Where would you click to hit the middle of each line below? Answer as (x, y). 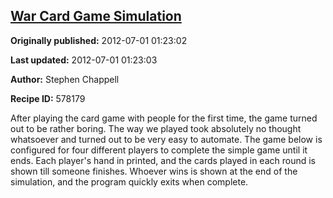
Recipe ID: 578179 (48, 98)
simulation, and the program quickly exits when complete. (129, 181)
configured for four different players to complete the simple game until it (159, 150)
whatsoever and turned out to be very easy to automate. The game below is (166, 139)
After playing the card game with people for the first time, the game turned (164, 118)
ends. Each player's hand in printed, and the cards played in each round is (163, 160)
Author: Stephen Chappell (65, 79)
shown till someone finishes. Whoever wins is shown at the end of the (154, 171)
